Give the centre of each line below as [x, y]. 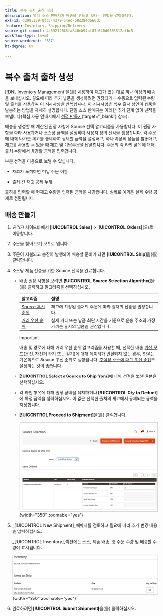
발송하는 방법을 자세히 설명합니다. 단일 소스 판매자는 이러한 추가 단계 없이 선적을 [81, 110]
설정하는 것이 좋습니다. [41, 366]
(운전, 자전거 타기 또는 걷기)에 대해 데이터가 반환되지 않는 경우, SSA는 [89, 353]
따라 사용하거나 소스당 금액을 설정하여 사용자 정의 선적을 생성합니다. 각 [81, 132]
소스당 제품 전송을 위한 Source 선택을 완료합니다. [59, 271]
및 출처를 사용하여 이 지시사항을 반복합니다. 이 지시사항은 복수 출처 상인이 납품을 [81, 104]
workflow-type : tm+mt [27, 36]
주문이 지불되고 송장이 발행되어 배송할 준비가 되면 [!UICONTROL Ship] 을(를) [85, 254]
